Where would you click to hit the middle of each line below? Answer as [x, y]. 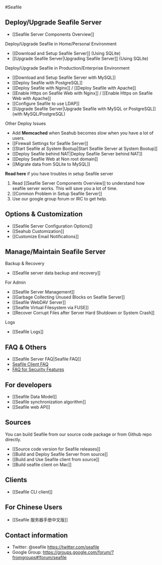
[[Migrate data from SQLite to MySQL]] [51, 164]
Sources [18, 423]
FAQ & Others [26, 347]
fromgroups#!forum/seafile [39, 558]
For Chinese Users [34, 507]
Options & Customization [44, 214]
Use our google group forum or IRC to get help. [60, 198]
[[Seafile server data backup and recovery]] [56, 273]
